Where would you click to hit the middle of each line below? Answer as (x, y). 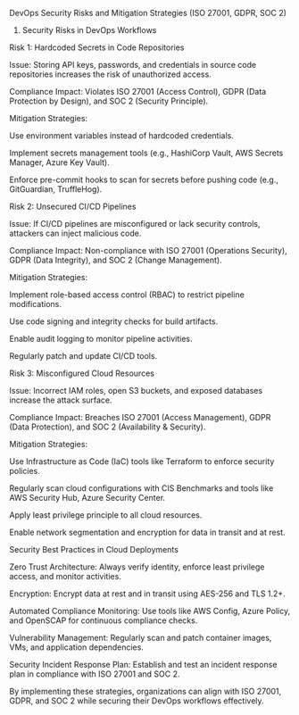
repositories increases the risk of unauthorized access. (110, 74)
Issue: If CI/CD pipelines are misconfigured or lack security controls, (135, 224)
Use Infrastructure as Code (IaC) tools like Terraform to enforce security (142, 461)
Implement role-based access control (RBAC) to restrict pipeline (127, 295)
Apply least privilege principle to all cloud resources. (106, 515)
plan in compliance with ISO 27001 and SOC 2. (95, 674)
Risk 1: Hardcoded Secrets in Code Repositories (97, 47)
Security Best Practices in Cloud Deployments (94, 549)
